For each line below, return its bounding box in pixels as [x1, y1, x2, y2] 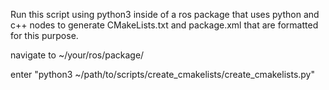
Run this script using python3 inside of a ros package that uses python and [10, 9, 320, 20]
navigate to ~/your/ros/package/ [10, 49, 145, 61]
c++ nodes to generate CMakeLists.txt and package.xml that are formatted [10, 19, 319, 31]
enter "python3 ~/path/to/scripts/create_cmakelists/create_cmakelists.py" [10, 69, 316, 80]
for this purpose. [10, 30, 79, 41]
